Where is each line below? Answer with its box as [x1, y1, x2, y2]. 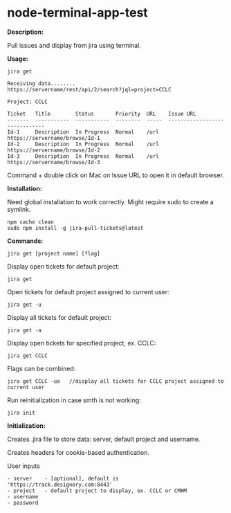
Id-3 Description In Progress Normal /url [7, 152, 159, 160]
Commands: [7, 237, 44, 245]
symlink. [7, 205, 31, 213]
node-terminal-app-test [7, 5, 149, 21]
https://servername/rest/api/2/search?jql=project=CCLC [7, 86, 172, 93]
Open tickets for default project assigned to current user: [7, 287, 169, 296]
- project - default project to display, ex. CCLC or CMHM [7, 487, 187, 494]
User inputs [7, 462, 40, 470]
